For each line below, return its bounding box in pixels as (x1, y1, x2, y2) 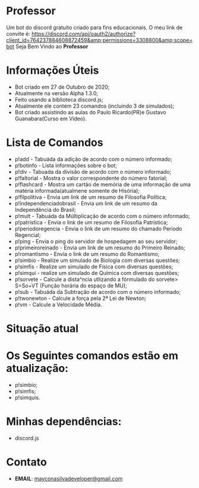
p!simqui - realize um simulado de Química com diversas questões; (14, 269, 179, 276)
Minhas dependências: (6, 415, 122, 428)
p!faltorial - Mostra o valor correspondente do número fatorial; (14, 174, 168, 182)
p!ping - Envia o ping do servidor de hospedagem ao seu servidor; (14, 237, 178, 245)
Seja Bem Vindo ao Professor (15, 43, 89, 50)
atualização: (6, 362, 69, 376)
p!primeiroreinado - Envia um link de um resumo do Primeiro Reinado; (14, 244, 185, 251)
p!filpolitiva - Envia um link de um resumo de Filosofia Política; (14, 193, 167, 201)
